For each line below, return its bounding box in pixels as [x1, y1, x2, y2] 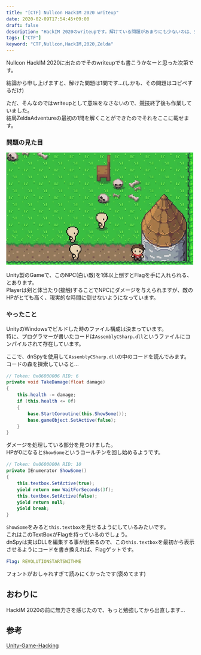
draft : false [6, 22, 39, 28]
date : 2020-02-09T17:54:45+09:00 [6, 16, 90, 22]
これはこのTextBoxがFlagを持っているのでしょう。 [6, 531, 130, 538]
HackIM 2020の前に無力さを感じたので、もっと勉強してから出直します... [6, 606, 185, 613]
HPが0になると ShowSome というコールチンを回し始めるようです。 [6, 449, 164, 456]
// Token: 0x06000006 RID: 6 [6, 373, 79, 379]
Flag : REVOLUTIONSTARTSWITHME [6, 559, 82, 565]
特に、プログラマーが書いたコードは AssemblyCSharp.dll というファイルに [6, 333, 185, 340]
